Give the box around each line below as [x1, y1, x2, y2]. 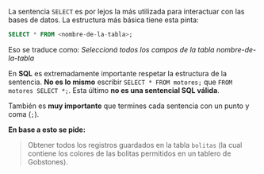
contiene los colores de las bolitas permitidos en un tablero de [27, 149, 231, 158]
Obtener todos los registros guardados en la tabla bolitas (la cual [27, 140, 243, 149]
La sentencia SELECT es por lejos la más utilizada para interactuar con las [8, 7, 245, 16]
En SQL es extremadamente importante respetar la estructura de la [8, 68, 228, 78]
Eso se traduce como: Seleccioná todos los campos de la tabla [8, 44, 215, 54]
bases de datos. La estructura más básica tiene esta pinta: [8, 15, 200, 25]
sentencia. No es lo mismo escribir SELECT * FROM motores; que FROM [8, 77, 232, 87]
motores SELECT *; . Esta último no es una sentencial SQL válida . [8, 85, 220, 95]
